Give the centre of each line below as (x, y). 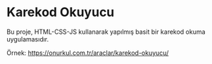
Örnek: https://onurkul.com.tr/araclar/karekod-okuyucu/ (88, 53)
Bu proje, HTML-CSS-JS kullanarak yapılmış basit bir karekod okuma (106, 32)
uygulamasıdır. (28, 39)
